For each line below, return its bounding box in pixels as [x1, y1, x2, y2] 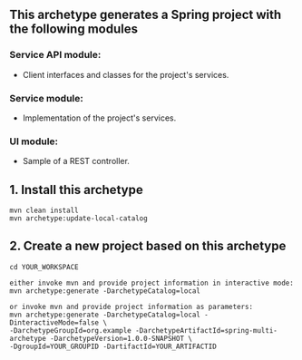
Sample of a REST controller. [22, 156, 130, 167]
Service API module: [9, 49, 102, 62]
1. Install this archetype [9, 181, 143, 198]
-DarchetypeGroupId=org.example [9, 326, 132, 335]
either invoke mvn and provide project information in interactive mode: [9, 278, 295, 287]
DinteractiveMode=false [9, 317, 100, 327]
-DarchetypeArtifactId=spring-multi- [134, 326, 278, 335]
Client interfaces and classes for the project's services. [22, 69, 229, 80]
